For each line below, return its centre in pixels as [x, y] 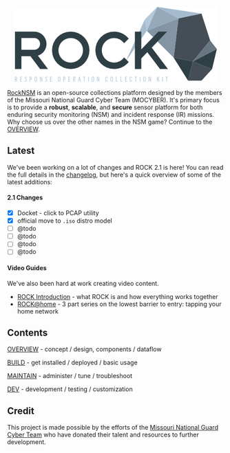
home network [38, 311]
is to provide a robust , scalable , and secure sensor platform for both [105, 107]
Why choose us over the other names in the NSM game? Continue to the [110, 122]
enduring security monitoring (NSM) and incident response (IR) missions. [111, 114]
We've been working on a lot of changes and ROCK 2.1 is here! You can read [115, 167]
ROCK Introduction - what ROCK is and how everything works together [117, 296]
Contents [28, 332]
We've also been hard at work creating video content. [83, 283]
